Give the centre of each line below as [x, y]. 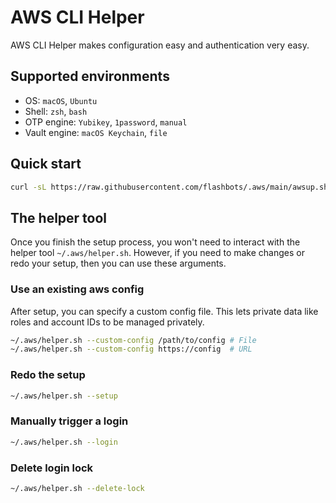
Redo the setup [48, 375]
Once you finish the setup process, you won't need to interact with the [155, 242]
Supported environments [90, 76]
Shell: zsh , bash [56, 111]
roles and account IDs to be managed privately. [107, 322]
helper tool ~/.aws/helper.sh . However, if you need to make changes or [157, 253]
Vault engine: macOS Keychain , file [96, 132]
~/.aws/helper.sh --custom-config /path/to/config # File [133, 340]
